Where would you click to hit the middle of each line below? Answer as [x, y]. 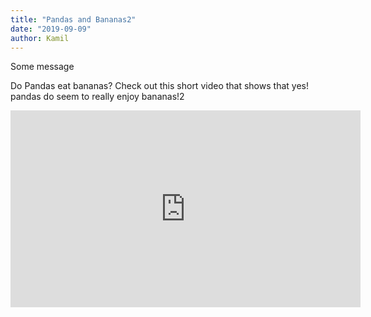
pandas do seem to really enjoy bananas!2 [97, 97]
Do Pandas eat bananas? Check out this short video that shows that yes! [159, 86]
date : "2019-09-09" [51, 29]
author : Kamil [40, 38]
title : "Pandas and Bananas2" [73, 19]
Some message [42, 67]
